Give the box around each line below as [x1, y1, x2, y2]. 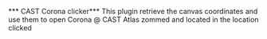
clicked [8, 23, 32, 32]
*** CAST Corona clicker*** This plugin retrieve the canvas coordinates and [8, 7, 258, 16]
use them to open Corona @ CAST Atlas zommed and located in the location [8, 15, 259, 24]
